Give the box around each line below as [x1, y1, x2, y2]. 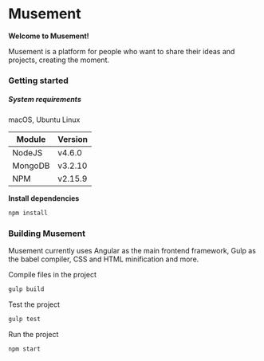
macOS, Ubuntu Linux [8, 115, 81, 124]
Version [57, 133, 89, 144]
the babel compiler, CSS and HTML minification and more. [8, 254, 199, 264]
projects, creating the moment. [8, 55, 110, 65]
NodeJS [12, 147, 43, 158]
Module [16, 133, 46, 144]
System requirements [8, 95, 81, 104]
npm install [8, 209, 48, 217]
